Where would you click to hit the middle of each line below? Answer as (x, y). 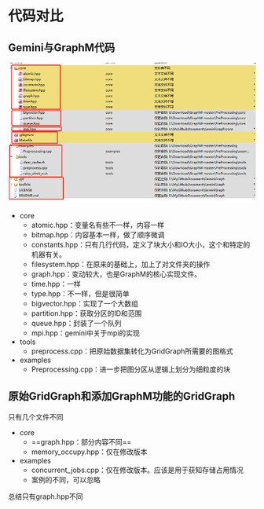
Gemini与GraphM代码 (62, 48)
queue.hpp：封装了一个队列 (76, 323)
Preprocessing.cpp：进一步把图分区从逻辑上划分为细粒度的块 (131, 369)
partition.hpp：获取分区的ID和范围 (86, 313)
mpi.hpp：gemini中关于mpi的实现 (85, 333)
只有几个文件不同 (36, 416)
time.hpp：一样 (56, 284)
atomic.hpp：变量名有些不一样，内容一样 (98, 225)
